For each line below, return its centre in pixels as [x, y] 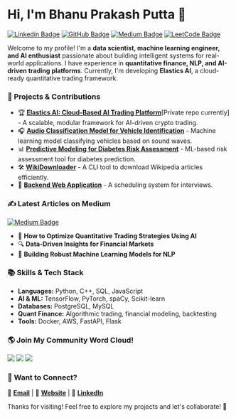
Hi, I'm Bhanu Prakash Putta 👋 [97, 15]
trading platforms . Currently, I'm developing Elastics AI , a [113, 70]
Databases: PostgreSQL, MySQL [66, 306]
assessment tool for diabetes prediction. [77, 159]
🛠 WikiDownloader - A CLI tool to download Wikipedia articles [110, 167]
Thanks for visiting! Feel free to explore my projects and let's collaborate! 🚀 [117, 407]
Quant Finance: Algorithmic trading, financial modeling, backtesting [117, 313]
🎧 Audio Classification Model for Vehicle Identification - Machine [117, 131]
